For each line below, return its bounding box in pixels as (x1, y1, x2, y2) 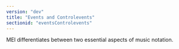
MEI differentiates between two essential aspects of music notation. (6, 36, 174, 44)
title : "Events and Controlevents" (6, 14, 95, 20)
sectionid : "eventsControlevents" (6, 20, 93, 26)
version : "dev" (6, 8, 44, 15)
